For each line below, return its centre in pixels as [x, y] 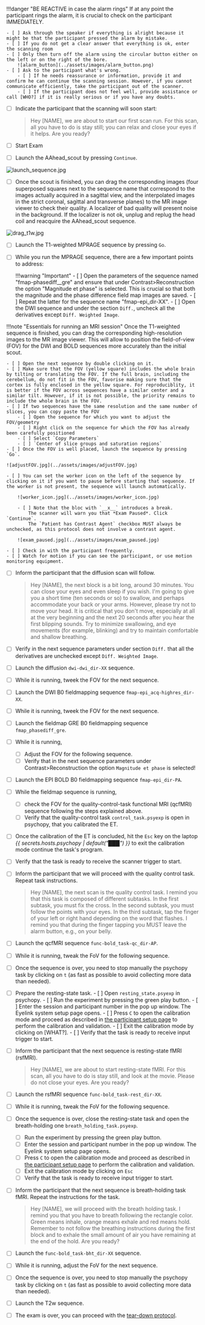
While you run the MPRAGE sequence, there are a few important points [104, 257]
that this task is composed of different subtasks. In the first [104, 899]
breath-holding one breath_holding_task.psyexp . [77, 1125]
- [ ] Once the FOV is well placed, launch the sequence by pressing [97, 449]
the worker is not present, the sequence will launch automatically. [97, 487]
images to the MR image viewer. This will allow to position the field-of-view [101, 340]
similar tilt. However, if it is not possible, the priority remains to [101, 396]
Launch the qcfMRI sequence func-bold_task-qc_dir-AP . [87, 943]
